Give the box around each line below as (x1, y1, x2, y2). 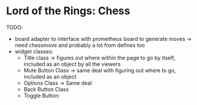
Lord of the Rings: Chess (6, 4, 130, 18)
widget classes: (14, 47, 54, 55)
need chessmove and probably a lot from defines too (14, 42, 145, 49)
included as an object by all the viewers (23, 61, 121, 68)
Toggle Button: (23, 92, 60, 99)
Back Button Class (23, 85, 69, 93)
